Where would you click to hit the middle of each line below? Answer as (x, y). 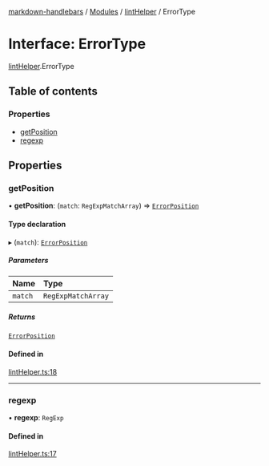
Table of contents (53, 91)
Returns (22, 317)
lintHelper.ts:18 (33, 371)
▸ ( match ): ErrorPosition (48, 242)
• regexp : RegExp (36, 417)
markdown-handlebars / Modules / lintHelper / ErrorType (102, 12)
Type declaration (37, 224)
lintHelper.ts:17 (33, 454)
